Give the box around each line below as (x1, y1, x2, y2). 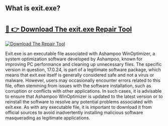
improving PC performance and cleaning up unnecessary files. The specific (5, 61, 162, 67)
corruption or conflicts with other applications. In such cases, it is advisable (5, 88, 162, 94)
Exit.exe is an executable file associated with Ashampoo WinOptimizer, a (5, 50, 155, 56)
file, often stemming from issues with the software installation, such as (5, 83, 151, 89)
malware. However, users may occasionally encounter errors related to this (5, 78, 161, 83)
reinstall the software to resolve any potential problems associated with (5, 99, 153, 105)
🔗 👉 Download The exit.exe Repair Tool (5, 25, 132, 33)
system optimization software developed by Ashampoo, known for (5, 56, 143, 62)
